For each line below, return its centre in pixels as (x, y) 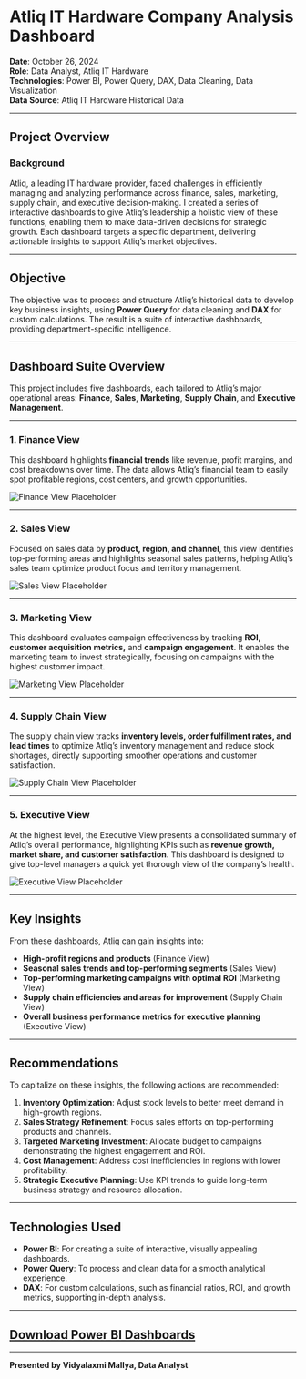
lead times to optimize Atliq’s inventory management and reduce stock (142, 746)
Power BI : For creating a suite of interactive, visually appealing (140, 1249)
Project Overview (60, 137)
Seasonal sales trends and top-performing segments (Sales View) (149, 968)
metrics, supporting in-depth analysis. (94, 1297)
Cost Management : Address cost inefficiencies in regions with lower (152, 1161)
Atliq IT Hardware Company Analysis (152, 17)
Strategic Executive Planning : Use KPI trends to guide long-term (145, 1180)
